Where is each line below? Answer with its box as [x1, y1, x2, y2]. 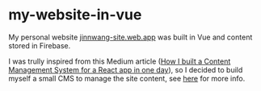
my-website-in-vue [8, 6, 142, 24]
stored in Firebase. [8, 40, 71, 50]
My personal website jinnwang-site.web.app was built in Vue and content [8, 32, 253, 42]
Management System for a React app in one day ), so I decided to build [8, 64, 243, 74]
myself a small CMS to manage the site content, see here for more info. [8, 73, 246, 83]
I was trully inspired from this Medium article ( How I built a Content [8, 56, 231, 66]
